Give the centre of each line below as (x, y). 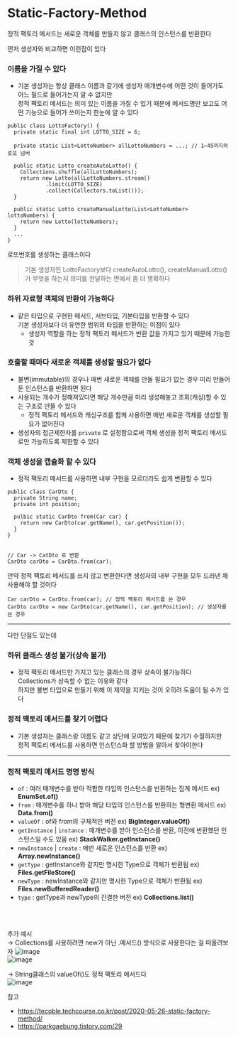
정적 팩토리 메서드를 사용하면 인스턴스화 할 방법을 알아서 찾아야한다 (110, 745)
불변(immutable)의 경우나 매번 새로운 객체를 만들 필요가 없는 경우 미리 (114, 379)
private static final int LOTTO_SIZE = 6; (77, 132)
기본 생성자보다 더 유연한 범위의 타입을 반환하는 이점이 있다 (99, 324)
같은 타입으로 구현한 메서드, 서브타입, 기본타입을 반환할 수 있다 (103, 316)
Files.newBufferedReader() (58, 889)
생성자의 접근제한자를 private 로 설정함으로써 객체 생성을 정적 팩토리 (113, 432)
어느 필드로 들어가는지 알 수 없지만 (65, 95)
